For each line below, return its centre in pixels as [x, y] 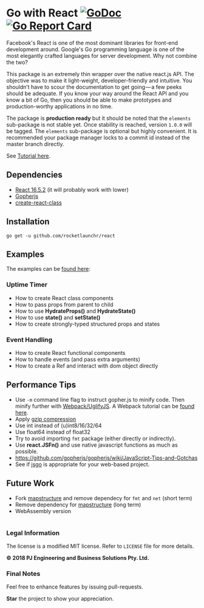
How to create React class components [64, 298]
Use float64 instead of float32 [53, 432]
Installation [28, 222]
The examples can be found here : [49, 269]
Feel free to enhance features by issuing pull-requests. [75, 587]
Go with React [42, 13]
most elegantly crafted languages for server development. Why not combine [102, 55]
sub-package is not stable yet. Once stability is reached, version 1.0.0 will [99, 124]
